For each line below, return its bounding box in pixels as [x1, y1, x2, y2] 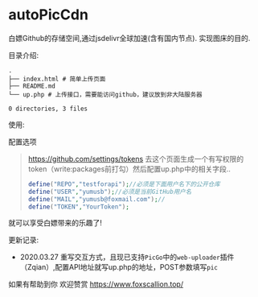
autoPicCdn [8, 6, 88, 24]
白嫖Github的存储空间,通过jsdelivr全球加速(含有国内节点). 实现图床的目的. [8, 33, 251, 43]
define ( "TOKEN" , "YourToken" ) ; [27, 203, 130, 211]
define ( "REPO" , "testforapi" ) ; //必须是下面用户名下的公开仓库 [27, 179, 221, 188]
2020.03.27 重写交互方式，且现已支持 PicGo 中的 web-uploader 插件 [19, 252, 235, 262]
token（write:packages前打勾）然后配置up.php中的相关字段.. [27, 163, 231, 174]
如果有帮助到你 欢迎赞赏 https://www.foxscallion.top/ [8, 279, 183, 289]
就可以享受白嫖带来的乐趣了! [8, 218, 103, 228]
